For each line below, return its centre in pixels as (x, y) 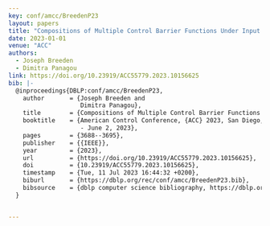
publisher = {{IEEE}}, (66, 143)
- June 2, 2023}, (109, 128)
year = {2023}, (63, 150)
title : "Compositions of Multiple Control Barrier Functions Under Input (135, 31)
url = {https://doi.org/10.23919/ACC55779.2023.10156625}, (140, 158)
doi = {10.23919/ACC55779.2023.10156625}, (111, 166)
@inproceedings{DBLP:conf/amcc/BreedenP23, (89, 90)
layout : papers (34, 23)
